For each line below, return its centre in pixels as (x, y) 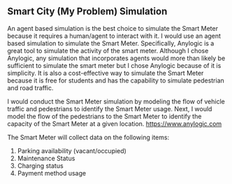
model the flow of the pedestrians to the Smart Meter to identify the (104, 116)
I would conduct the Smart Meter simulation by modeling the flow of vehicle (116, 101)
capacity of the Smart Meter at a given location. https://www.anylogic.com (115, 123)
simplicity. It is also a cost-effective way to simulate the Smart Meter (106, 73)
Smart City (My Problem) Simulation (87, 12)
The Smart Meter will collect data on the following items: (88, 137)
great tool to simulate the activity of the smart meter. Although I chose (108, 50)
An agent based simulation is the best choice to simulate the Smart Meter (113, 28)
